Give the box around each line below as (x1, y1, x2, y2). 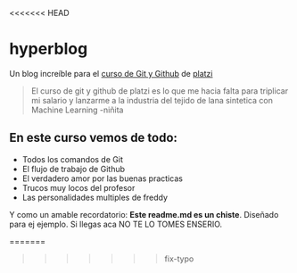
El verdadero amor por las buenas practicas (21, 173, 183, 184)
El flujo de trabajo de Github (21, 163, 126, 174)
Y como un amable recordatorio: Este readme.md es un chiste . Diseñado (9, 209, 279, 219)
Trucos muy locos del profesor (21, 182, 136, 193)
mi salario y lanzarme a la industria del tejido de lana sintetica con (30, 95, 274, 105)
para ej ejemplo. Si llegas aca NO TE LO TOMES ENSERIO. (9, 219, 223, 229)
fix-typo (164, 253, 194, 264)
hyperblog (9, 39, 88, 59)
